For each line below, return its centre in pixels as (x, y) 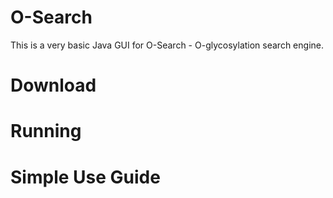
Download (53, 85)
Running (46, 131)
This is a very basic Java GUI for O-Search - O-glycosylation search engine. (167, 45)
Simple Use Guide (85, 177)
